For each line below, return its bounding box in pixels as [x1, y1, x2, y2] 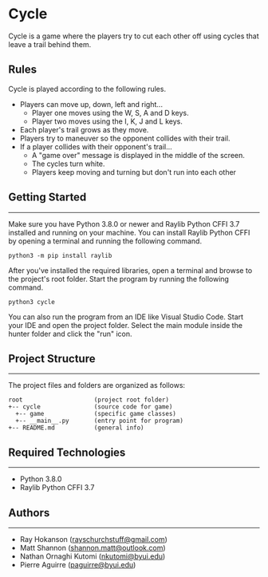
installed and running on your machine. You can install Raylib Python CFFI [8, 227, 250, 237]
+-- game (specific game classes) [15, 410, 177, 418]
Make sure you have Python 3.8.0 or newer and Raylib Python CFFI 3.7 [8, 219, 240, 228]
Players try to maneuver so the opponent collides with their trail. [19, 133, 231, 143]
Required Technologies [8, 445, 126, 459]
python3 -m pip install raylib [8, 251, 112, 259]
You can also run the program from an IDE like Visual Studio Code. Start [8, 312, 244, 322]
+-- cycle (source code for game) [8, 403, 173, 411]
